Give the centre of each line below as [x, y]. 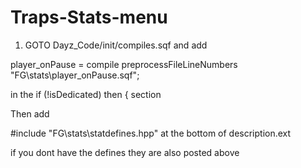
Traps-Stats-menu [89, 17]
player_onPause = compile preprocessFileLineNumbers [124, 64]
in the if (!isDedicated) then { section [86, 94]
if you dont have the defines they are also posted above [125, 152]
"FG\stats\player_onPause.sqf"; [75, 75]
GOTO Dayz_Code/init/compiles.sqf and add [116, 45]
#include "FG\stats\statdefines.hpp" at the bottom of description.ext [151, 133]
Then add [30, 113]
